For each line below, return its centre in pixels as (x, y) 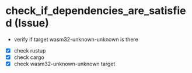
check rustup (30, 50)
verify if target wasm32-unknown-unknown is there (76, 39)
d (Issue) (27, 23)
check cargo (29, 57)
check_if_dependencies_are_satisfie (96, 11)
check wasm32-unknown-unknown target (64, 64)
